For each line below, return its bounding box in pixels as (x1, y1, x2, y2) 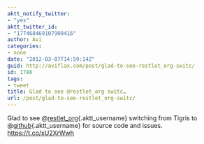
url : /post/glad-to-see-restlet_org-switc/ (7, 95, 136, 102)
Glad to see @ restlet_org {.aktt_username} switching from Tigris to (7, 114, 198, 122)
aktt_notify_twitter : (7, 10, 71, 17)
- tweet (7, 82, 30, 89)
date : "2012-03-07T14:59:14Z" (7, 56, 96, 63)
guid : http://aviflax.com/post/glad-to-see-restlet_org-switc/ (7, 62, 196, 69)
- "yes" (7, 17, 30, 24)
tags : (7, 75, 23, 82)
